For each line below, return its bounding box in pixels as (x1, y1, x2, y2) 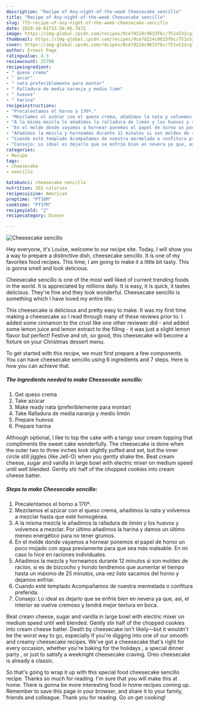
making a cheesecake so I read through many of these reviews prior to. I (6, 313, 183, 320)
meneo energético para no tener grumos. (14, 532, 115, 539)
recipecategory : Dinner (6, 213, 65, 219)
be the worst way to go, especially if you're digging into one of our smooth (6, 632, 188, 639)
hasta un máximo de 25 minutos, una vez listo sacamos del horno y (14, 570, 179, 577)
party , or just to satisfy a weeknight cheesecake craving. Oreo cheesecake (6, 651, 191, 658)
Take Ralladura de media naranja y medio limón (14, 410, 130, 417)
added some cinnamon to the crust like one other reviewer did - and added (6, 319, 190, 327)
